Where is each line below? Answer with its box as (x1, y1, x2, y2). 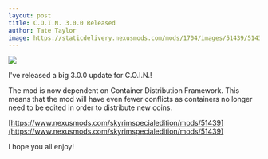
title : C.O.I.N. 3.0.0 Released (8, 19, 116, 27)
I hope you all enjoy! (8, 142, 74, 152)
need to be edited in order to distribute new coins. (8, 103, 173, 112)
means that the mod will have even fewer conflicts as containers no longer (8, 95, 253, 104)
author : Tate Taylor (8, 26, 77, 34)
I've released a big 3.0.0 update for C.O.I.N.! (8, 71, 153, 80)
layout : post (8, 11, 52, 20)
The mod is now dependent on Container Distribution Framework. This (8, 86, 240, 95)
